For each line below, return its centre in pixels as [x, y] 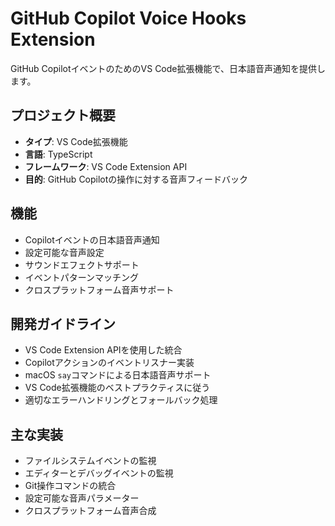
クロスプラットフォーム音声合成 [90, 511]
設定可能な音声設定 [64, 252]
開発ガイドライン [63, 323]
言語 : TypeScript [58, 154]
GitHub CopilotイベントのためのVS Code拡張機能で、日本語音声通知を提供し [168, 68]
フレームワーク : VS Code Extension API [106, 166]
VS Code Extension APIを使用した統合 [103, 350]
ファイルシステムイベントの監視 [90, 461]
